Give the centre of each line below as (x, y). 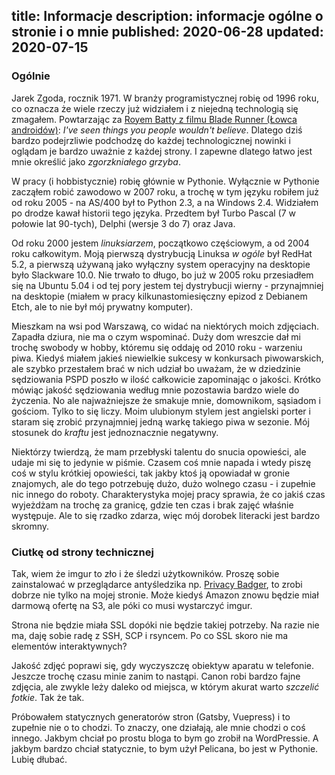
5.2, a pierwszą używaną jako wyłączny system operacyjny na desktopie (161, 264)
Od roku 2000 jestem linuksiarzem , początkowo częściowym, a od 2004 (160, 243)
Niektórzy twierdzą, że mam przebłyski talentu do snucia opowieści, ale (159, 451)
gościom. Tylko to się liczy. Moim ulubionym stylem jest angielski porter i (161, 411)
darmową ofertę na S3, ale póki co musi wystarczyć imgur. (132, 605)
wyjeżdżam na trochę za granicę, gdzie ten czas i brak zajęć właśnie (152, 505)
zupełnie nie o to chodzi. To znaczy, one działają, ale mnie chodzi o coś (158, 727)
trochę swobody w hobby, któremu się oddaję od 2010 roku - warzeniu (157, 347)
